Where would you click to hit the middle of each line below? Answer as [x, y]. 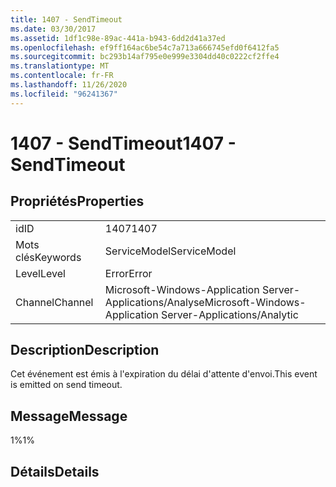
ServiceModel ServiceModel [170, 251]
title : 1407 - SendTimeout [66, 19]
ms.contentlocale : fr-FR [62, 76]
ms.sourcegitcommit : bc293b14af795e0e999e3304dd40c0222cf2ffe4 [145, 57]
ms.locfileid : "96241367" [64, 94]
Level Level [40, 273]
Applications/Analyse [154, 302]
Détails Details [55, 471]
